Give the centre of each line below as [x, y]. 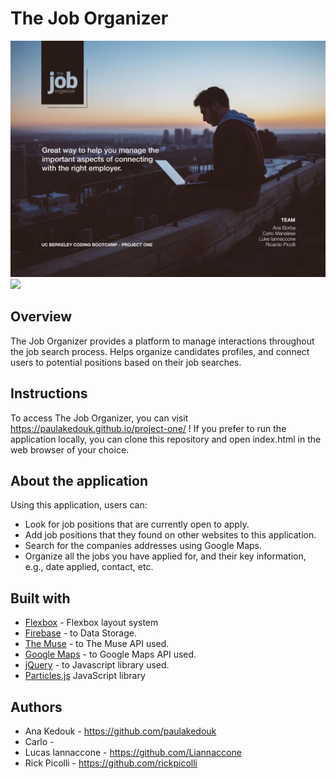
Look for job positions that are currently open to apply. [137, 524]
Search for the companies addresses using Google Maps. [143, 546]
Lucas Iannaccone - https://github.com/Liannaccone [133, 752]
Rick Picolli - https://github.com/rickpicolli [111, 763]
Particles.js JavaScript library [85, 676]
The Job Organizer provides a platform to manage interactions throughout [162, 341]
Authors [36, 707]
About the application [79, 480]
